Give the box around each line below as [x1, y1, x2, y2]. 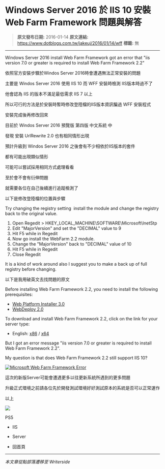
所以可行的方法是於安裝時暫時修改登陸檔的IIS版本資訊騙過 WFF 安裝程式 [5, 101, 151, 107]
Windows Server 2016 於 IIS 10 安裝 [5, 4, 151, 16]
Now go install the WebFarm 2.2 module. [12, 236, 95, 242]
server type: [5, 321, 30, 327]
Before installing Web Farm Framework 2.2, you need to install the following [5, 286, 158, 292]
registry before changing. [5, 266, 56, 272]
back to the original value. [5, 210, 58, 217]
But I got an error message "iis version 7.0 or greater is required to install [5, 340, 152, 346]
